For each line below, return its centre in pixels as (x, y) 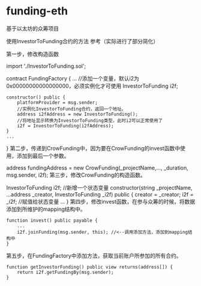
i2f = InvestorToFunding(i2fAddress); (65, 126)
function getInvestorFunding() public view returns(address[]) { (89, 267)
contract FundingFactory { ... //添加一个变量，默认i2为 (73, 78)
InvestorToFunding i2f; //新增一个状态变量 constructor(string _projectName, (99, 187)
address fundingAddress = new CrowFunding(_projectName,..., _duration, (97, 168)
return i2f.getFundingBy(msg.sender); (65, 272)
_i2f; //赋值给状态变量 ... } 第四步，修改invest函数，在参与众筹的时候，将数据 (101, 201)
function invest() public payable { (52, 221)
